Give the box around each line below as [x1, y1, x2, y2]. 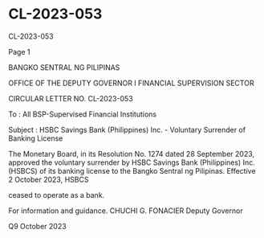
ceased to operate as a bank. [8, 190, 105, 199]
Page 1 [8, 47, 30, 56]
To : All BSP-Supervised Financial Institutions [8, 109, 157, 119]
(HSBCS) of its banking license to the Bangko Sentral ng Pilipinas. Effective [8, 166, 256, 175]
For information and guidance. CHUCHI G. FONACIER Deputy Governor [8, 206, 243, 215]
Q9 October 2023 [8, 221, 67, 231]
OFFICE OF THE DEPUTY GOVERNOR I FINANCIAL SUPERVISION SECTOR [8, 78, 254, 88]
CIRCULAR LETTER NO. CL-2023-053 [8, 93, 134, 103]
